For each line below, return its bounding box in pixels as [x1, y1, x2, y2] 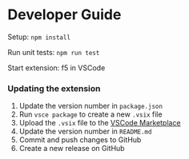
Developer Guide [7, 6, 122, 24]
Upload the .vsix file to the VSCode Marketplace [18, 118, 181, 128]
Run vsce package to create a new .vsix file [18, 109, 163, 119]
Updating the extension [7, 82, 101, 93]
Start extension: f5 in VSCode [7, 62, 106, 73]
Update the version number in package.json [18, 101, 163, 111]
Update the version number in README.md [18, 126, 152, 137]
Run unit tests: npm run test [7, 47, 100, 57]
